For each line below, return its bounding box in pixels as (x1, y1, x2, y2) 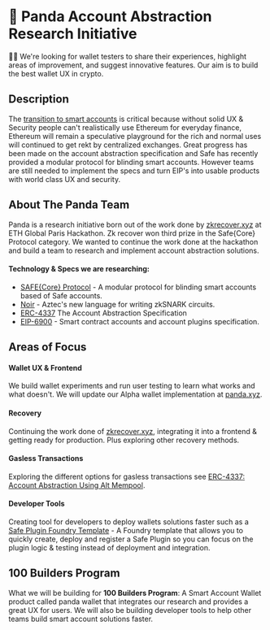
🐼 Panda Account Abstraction (8, 7, 212, 26)
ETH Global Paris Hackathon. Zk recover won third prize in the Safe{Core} (8, 228, 256, 238)
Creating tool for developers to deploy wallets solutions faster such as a (8, 516, 250, 527)
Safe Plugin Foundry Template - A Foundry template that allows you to (8, 525, 244, 535)
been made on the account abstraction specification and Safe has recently (8, 148, 259, 158)
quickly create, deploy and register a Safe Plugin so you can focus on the (8, 534, 254, 544)
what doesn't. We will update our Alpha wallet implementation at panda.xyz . (8, 389, 263, 399)
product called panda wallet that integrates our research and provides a (8, 597, 249, 606)
